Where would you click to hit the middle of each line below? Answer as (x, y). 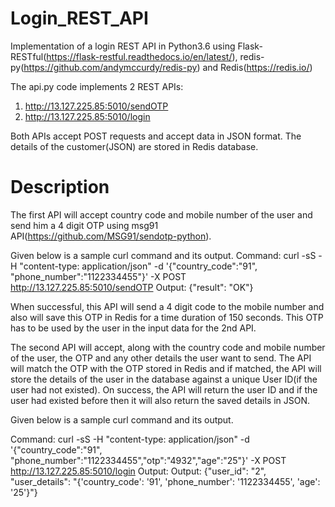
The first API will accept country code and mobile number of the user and (161, 214)
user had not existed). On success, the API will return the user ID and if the (164, 389)
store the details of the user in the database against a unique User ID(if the (164, 379)
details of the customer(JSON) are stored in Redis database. (134, 146)
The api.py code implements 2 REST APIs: (97, 86)
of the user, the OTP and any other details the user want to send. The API (161, 358)
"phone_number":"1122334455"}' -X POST (98, 276)
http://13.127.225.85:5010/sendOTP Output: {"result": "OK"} (132, 287)
